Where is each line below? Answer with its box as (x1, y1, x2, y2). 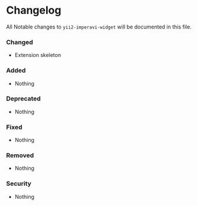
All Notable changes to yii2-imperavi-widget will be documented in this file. (6, 23, 192, 30)
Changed (6, 38, 34, 46)
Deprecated (6, 94, 41, 103)
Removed (6, 151, 34, 160)
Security (6, 179, 31, 188)
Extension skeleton (14, 52, 61, 59)
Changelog (6, 4, 62, 17)
